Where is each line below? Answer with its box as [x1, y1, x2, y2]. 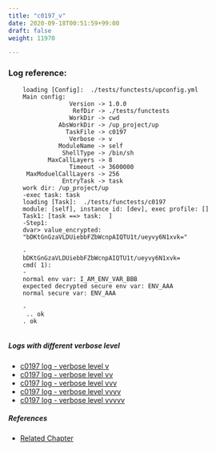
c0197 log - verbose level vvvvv [19, 395, 126, 405]
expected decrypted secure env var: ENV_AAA [22, 282, 174, 290]
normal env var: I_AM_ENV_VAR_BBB [22, 275, 138, 283]
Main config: [22, 93, 66, 101]
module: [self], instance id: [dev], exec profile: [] [22, 205, 210, 213]
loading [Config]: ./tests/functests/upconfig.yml [22, 86, 198, 94]
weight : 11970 [8, 34, 56, 42]
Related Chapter [19, 433, 74, 443]
